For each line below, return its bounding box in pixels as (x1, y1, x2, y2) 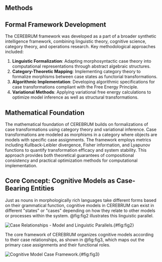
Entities (31, 184, 54, 192)
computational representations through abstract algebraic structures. (12, 63, 151, 70)
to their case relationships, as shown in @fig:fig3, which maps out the (5, 237, 144, 243)
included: (5, 49, 24, 55)
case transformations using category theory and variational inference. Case (5, 126, 157, 133)
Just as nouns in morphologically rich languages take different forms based (5, 197, 157, 203)
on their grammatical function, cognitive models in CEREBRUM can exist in (5, 202, 154, 208)
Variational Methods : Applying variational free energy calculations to (12, 89, 151, 95)
